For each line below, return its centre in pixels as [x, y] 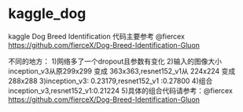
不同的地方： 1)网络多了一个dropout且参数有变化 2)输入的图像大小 [115, 61]
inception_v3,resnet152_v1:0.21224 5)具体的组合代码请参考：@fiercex [121, 90]
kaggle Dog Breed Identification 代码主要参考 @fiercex [96, 36]
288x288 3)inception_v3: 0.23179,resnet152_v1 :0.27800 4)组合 [110, 81]
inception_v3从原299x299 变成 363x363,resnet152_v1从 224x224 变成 [122, 70]
